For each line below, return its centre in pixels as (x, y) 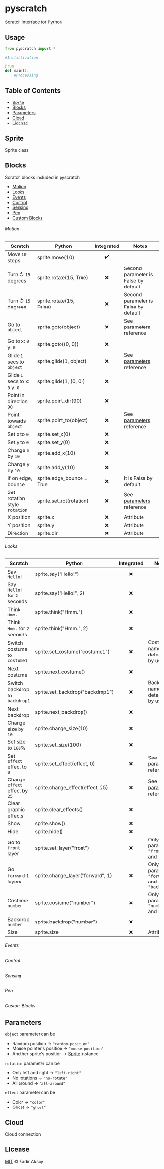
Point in (16, 395)
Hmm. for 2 (18, 628)
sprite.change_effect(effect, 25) (72, 787)
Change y (19, 464)
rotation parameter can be (32, 1063)
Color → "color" (29, 1102)
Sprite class (17, 150)
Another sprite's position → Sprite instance (55, 1054)
